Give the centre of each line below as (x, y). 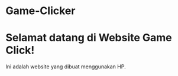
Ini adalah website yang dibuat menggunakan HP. (66, 67)
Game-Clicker (41, 11)
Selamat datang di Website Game (89, 38)
